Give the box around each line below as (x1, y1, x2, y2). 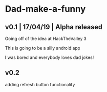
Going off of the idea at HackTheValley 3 (5, 36, 86, 41)
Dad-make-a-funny (5, 3, 86, 15)
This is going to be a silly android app (5, 45, 81, 51)
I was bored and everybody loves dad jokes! (5, 55, 94, 60)
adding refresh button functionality (5, 81, 75, 87)
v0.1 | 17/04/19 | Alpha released (5, 23, 103, 31)
